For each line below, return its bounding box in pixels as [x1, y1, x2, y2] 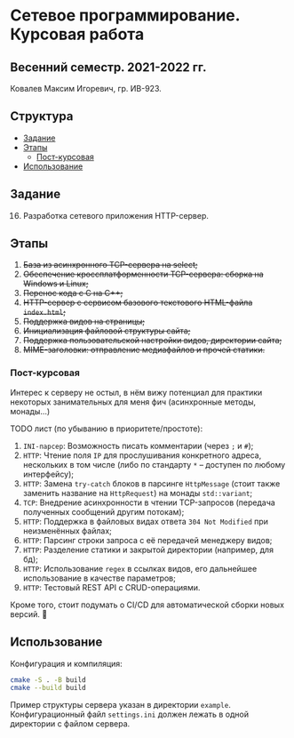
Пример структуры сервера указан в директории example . [10, 700, 232, 710]
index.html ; [22, 307, 66, 317]
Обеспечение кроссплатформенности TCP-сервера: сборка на [22, 269, 265, 280]
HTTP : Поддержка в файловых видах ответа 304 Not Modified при [22, 516, 269, 526]
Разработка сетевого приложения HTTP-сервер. [22, 210, 210, 221]
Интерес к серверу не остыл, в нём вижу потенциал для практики [10, 387, 263, 397]
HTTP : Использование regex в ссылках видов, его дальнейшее [22, 563, 258, 574]
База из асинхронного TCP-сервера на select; [22, 260, 198, 270]
